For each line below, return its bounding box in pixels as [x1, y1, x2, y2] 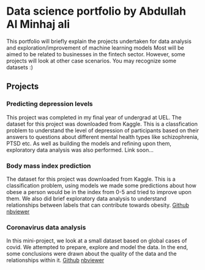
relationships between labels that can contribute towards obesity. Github [6, 201, 190, 209]
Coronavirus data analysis [6, 223, 86, 231]
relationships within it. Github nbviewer [6, 257, 105, 264]
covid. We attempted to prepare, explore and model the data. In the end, [6, 244, 188, 251]
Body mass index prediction [6, 161, 91, 170]
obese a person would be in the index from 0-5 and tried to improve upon [6, 188, 192, 195]
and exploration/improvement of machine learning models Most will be [6, 44, 185, 51]
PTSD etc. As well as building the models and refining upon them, [6, 140, 171, 147]
